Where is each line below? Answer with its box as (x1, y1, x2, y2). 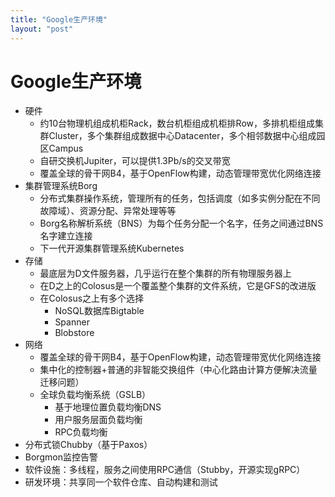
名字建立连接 (39, 230, 93, 242)
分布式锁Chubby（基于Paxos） (24, 439, 153, 451)
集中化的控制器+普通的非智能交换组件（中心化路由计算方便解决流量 (39, 364, 318, 376)
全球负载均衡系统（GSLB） (39, 389, 152, 401)
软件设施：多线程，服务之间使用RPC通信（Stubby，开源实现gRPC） (24, 464, 306, 476)
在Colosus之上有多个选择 (39, 292, 145, 305)
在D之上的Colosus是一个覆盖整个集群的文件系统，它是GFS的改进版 (39, 280, 317, 292)
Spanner (54, 316, 90, 328)
